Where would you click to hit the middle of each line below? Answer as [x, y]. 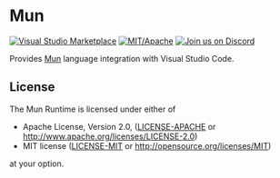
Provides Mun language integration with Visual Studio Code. [122, 58]
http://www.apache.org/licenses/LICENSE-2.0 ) [110, 136]
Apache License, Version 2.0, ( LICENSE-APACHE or [119, 126]
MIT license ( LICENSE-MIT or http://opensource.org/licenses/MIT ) [147, 145]
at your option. [37, 163]
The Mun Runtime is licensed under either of [93, 109]
